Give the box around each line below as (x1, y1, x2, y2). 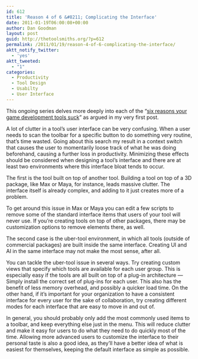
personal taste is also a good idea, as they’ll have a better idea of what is (6, 339, 183, 347)
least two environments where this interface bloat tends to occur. (6, 163, 165, 170)
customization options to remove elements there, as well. (6, 223, 145, 231)
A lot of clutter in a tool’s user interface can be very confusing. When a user (6, 125, 191, 132)
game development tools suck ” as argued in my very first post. (6, 114, 159, 121)
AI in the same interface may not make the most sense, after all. (6, 247, 161, 254)
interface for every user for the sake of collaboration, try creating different (6, 296, 187, 303)
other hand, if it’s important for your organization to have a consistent (6, 290, 175, 297)
